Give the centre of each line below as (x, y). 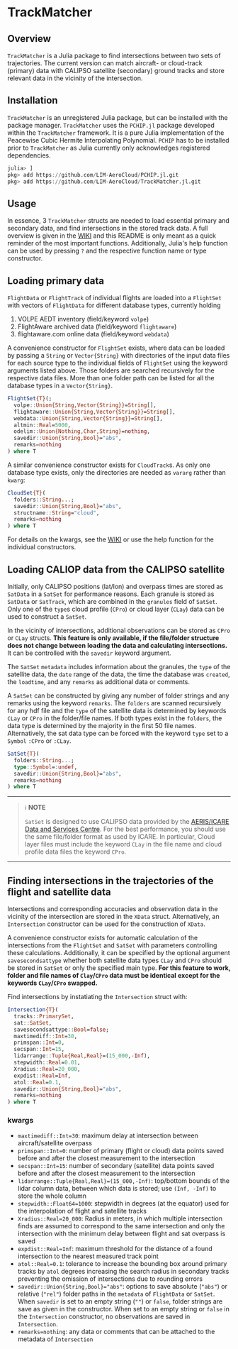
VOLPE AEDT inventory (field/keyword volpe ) (83, 319)
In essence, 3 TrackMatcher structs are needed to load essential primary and (119, 221)
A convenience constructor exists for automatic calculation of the (103, 938)
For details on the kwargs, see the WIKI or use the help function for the (110, 539)
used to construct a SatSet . (47, 617)
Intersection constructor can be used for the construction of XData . (106, 924)
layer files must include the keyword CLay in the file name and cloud (123, 844)
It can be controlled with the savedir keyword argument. (89, 653)
